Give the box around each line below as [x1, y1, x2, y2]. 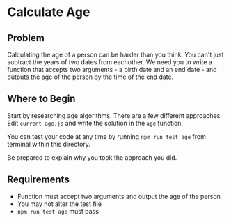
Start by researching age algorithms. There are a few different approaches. [7, 111, 223, 119]
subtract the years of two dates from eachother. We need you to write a [7, 58, 212, 66]
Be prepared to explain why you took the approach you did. [7, 153, 177, 161]
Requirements [7, 174, 70, 186]
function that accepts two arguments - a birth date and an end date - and [7, 66, 217, 73]
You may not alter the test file [17, 200, 102, 208]
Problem [7, 32, 45, 44]
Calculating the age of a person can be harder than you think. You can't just [7, 50, 224, 59]
